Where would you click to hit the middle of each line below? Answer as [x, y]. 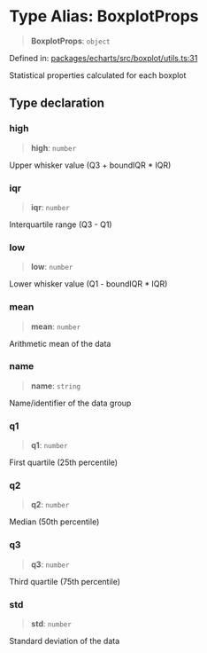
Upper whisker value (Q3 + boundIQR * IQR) [90, 165]
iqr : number [50, 207]
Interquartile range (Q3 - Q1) [61, 224]
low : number [52, 267]
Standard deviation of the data [65, 641]
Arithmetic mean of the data [60, 343]
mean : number [56, 326]
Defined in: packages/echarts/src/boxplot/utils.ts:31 [103, 58]
